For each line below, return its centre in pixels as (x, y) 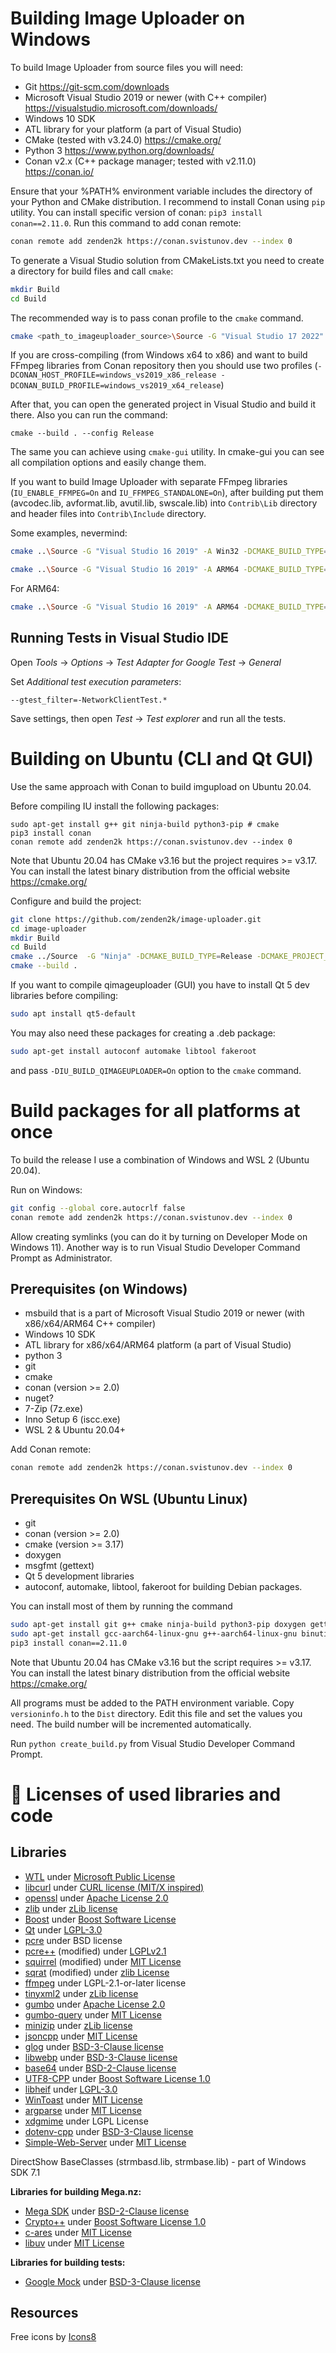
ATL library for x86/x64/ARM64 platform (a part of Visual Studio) (158, 1345)
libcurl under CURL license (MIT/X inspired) (114, 1887)
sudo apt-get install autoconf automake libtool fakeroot (133, 1051)
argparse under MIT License (83, 2110)
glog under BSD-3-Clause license (94, 2046)
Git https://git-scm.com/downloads (97, 86)
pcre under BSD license (73, 1940)
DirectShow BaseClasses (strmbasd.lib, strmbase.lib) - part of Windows (158, 2161)
